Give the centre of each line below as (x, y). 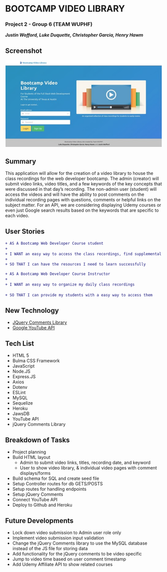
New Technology (32, 311)
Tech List (20, 344)
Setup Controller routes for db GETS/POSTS (58, 484)
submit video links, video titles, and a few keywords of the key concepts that (83, 184)
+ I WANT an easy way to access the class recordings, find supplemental (83, 254)
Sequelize (23, 403)
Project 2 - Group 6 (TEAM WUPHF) (49, 24)
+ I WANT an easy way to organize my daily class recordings (70, 285)
